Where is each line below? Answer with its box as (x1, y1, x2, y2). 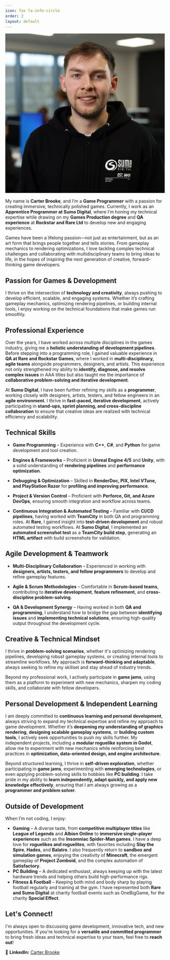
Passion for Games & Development (5, 276, 117, 285)
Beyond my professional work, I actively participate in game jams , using (5, 674, 155, 680)
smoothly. (5, 311, 26, 317)
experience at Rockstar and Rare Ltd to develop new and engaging (5, 220, 146, 226)
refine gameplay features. (12, 573, 67, 579)
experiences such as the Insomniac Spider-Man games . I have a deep (12, 836, 161, 842)
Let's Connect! (5, 910, 53, 919)
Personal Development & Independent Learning (5, 699, 158, 708)
